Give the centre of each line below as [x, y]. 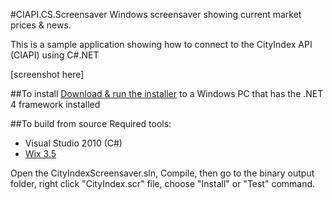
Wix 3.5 [40, 153]
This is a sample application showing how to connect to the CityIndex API [161, 44]
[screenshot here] [47, 74]
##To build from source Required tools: [91, 123]
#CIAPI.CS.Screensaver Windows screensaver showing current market [156, 14]
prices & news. [41, 25]
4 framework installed [55, 104]
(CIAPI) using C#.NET [55, 55]
